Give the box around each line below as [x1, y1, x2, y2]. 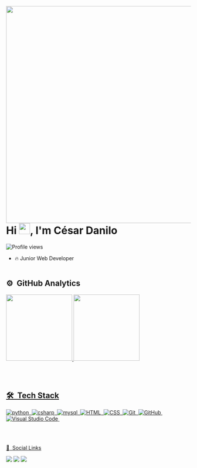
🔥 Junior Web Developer [14, 254, 74, 261]
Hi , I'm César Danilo [6, 224, 118, 237]
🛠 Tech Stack [6, 390, 60, 400]
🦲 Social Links [6, 444, 42, 452]
